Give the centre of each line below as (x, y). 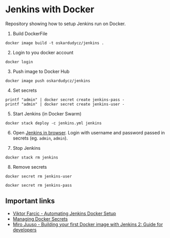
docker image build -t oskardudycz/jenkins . (55, 43)
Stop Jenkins (27, 148)
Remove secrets (30, 167)
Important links (30, 201)
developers (25, 230)
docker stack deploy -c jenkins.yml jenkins (54, 123)
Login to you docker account (43, 52)
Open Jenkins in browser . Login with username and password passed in (89, 132)
